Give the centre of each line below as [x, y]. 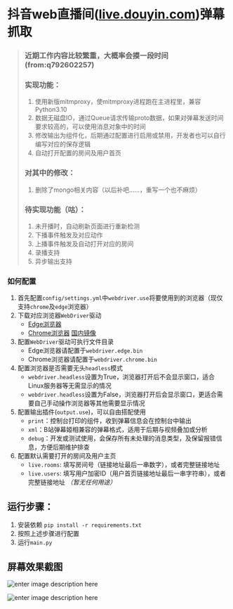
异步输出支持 [53, 261]
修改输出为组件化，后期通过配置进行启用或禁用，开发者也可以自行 [130, 136]
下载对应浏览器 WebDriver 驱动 [59, 315]
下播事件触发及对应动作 [69, 235]
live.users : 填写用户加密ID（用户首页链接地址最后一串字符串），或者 [127, 473]
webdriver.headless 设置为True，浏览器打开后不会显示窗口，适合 [121, 377]
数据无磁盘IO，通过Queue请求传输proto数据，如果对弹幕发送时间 [129, 118]
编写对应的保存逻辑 [63, 144]
